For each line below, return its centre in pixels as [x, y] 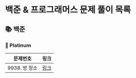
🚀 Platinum [18, 45]
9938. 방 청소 [22, 68]
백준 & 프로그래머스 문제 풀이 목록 [68, 10]
